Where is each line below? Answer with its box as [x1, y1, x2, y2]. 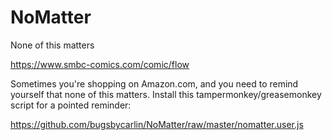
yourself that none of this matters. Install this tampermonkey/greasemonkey [10, 88, 322, 100]
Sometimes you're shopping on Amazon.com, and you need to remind [10, 77, 299, 90]
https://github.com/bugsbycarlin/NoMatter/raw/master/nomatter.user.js [10, 118, 304, 130]
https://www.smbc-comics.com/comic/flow [10, 58, 190, 70]
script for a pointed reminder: [10, 99, 132, 111]
